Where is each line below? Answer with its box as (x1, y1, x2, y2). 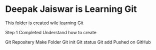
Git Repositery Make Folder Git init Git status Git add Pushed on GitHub (5, 39, 151, 45)
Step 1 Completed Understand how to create (5, 29, 96, 35)
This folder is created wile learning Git (5, 20, 83, 26)
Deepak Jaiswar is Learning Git (5, 3, 137, 15)
